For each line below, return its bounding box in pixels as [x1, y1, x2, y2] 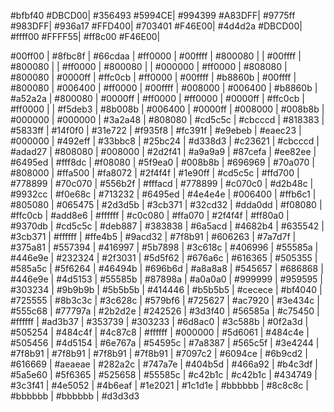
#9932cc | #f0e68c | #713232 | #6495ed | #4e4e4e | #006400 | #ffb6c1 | [10, 188, 317, 200]
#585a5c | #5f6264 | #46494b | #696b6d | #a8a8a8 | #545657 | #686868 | [10, 263, 324, 274]
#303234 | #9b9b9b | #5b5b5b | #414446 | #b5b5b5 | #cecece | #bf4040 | [10, 284, 323, 295]
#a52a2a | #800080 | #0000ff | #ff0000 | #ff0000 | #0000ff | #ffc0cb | [10, 93, 305, 104]
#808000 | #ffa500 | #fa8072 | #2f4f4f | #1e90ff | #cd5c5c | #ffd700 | [10, 167, 300, 179]
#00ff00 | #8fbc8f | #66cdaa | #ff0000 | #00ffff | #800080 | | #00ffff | [10, 50, 302, 62]
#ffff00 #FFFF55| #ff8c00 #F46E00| [10, 31, 161, 42]
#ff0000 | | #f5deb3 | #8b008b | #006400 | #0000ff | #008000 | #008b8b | [10, 103, 325, 115]
